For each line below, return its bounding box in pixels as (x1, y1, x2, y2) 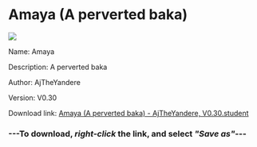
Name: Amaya (8, 46, 55, 56)
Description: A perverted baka (8, 62, 108, 72)
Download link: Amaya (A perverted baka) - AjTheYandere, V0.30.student (8, 108, 249, 118)
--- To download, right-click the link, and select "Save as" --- (8, 128, 247, 139)
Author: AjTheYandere (8, 77, 81, 87)
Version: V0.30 (8, 93, 57, 103)
